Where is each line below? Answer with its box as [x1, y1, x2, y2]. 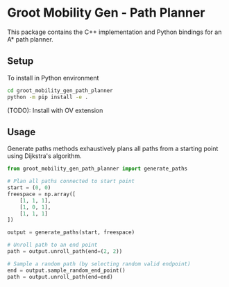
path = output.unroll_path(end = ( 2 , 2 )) [7, 248, 123, 255]
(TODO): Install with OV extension [7, 106, 103, 114]
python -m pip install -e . [7, 94, 89, 101]
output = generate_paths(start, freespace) [7, 229, 135, 236]
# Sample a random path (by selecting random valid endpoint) [7, 260, 191, 268]
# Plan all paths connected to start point [7, 178, 135, 185]
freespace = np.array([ [7, 191, 76, 198]
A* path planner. [7, 35, 53, 43]
